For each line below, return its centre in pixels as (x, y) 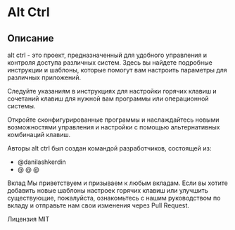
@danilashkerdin (42, 162)
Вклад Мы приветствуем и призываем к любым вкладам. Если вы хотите (118, 183)
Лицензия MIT (28, 219)
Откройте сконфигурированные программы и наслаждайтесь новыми (113, 120)
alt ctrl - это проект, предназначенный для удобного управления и (107, 55)
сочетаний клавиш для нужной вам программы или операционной (108, 98)
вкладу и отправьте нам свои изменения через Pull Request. (99, 205)
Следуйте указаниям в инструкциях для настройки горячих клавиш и (112, 91)
